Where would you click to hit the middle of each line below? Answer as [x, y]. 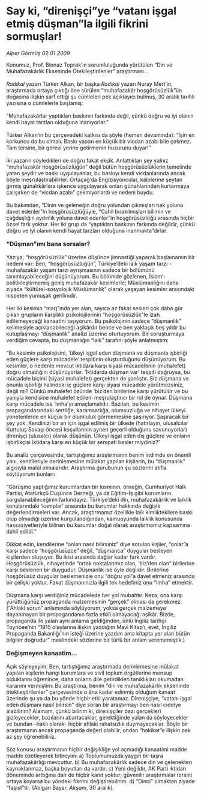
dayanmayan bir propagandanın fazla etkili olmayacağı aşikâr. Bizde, [91, 614]
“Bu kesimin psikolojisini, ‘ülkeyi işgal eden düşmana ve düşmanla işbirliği [97, 353]
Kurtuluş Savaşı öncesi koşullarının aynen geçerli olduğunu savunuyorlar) [97, 429]
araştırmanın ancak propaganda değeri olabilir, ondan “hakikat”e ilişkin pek [98, 730]
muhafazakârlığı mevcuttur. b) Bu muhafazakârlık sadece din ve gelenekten [99, 762]
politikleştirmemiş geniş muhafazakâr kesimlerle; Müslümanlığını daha [92, 283]
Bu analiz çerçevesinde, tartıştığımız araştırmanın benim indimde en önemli [99, 455]
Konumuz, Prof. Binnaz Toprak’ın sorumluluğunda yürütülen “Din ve [89, 65]
